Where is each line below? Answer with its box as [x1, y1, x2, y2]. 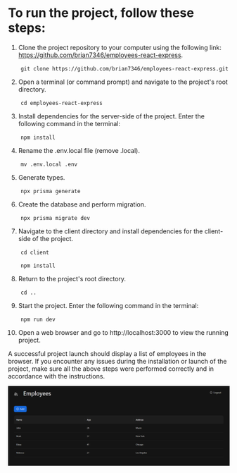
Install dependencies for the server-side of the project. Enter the [18, 111, 205, 121]
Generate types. [18, 173, 65, 181]
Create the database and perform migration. [18, 199, 146, 209]
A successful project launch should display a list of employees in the [8, 349, 207, 357]
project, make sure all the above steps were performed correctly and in [8, 364, 214, 373]
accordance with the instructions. [8, 371, 105, 380]
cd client [20, 249, 50, 256]
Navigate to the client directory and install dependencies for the [18, 227, 203, 235]
